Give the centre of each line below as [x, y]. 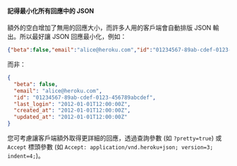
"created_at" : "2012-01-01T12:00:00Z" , [72, 111]
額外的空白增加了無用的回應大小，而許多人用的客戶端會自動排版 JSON [109, 28]
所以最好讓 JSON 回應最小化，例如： [73, 37]
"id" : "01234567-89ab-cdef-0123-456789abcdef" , [85, 97]
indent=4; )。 [26, 156]
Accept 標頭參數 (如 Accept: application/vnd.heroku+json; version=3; [110, 147]
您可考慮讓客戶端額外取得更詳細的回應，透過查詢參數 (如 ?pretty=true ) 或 [115, 138]
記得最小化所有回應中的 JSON [51, 11]
